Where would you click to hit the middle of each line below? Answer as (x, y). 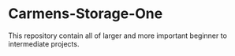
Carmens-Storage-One (86, 14)
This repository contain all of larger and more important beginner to (117, 35)
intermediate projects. (44, 43)
